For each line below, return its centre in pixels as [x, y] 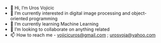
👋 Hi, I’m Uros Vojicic [32, 8]
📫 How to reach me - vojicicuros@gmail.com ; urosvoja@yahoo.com [83, 35]
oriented [19, 18]
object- [139, 13]
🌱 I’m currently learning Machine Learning [54, 24]
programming [43, 18]
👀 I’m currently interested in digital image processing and [70, 13]
